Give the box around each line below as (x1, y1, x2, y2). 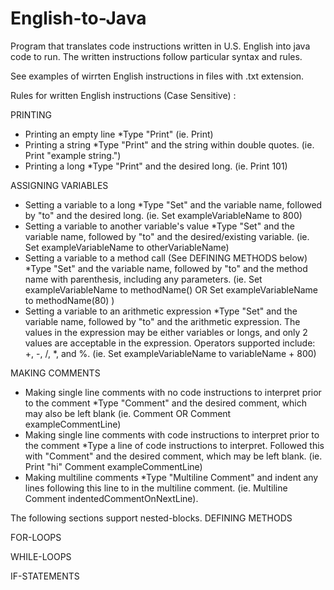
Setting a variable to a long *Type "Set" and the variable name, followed (24, 198, 323, 211)
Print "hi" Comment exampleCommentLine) (24, 460, 203, 472)
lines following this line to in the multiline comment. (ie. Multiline (24, 482, 288, 494)
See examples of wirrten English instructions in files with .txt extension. (10, 70, 305, 82)
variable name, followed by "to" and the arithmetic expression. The (24, 315, 301, 327)
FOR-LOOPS (10, 531, 62, 543)
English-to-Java (10, 7, 147, 30)
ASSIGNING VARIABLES (10, 179, 109, 191)
